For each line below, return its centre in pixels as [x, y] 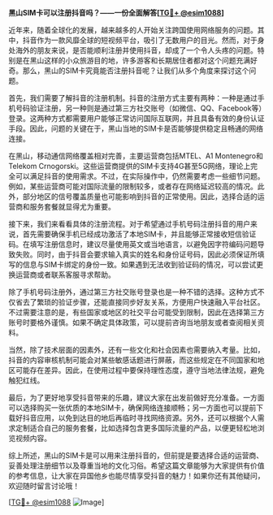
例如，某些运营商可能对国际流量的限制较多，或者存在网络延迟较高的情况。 [133, 186]
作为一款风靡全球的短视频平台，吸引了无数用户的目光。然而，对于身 [150, 40]
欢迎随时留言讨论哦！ [44, 486]
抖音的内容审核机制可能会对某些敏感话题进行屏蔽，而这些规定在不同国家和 [133, 360]
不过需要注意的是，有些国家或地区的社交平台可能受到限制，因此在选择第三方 [136, 312]
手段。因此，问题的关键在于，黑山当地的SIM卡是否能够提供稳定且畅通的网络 [136, 128]
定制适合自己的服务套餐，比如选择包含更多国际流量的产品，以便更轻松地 [136, 428]
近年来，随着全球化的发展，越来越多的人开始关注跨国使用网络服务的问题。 [133, 30]
